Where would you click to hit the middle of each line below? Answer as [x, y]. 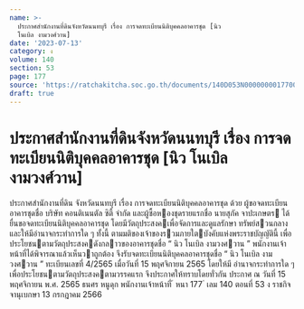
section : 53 [32, 69]
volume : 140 [32, 60]
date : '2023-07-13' [46, 43]
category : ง [31, 51]
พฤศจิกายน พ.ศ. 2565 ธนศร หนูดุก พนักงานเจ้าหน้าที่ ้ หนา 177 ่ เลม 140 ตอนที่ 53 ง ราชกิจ [150, 285]
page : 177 [28, 77]
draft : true [32, 93]
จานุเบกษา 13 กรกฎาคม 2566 [56, 295]
